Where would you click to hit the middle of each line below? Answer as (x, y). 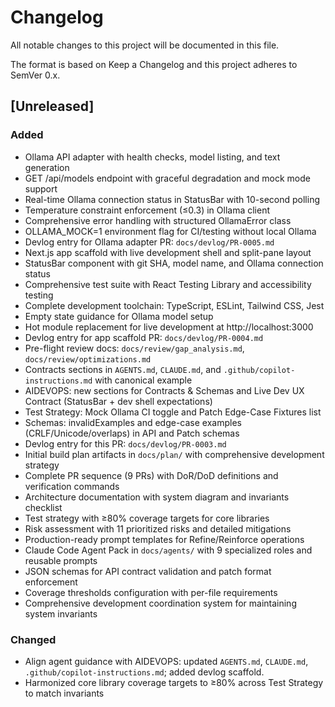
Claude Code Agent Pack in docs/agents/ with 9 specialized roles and (168, 550)
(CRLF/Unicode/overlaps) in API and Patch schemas (132, 433)
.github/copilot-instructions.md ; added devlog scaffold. (144, 672)
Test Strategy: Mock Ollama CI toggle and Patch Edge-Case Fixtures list (173, 412)
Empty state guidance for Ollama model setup (119, 316)
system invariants (61, 613)
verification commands (72, 486)
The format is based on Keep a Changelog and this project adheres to (154, 64)
